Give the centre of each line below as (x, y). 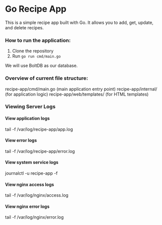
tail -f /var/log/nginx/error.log (34, 217)
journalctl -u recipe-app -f (31, 173)
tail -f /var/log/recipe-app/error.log (40, 151)
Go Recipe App (36, 9)
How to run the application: (38, 40)
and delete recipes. (24, 27)
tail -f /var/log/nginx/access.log (37, 195)
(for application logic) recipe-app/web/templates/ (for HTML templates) (77, 94)
